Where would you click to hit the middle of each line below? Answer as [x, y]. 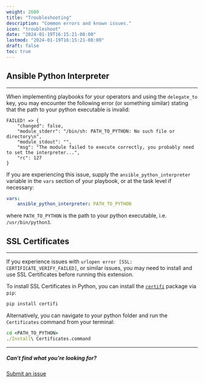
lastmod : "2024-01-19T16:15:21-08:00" [55, 40]
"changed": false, [40, 126]
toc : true [19, 52]
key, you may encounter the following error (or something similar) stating [97, 103]
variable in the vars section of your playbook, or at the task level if [89, 181]
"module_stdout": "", [44, 142]
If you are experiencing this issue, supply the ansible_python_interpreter [99, 174]
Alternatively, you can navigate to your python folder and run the [87, 316]
